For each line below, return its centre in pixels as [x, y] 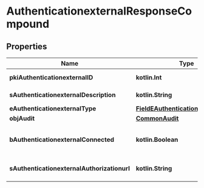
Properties [27, 46]
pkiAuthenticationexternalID [51, 77]
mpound [28, 24]
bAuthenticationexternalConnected [62, 139]
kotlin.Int [149, 77]
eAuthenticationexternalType [53, 109]
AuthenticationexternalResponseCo [99, 11]
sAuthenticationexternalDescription [63, 95]
